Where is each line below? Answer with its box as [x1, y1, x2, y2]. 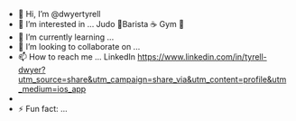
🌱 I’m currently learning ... [17, 32, 115, 42]
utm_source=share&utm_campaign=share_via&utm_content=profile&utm [17, 74, 287, 85]
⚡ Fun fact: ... [17, 104, 68, 114]
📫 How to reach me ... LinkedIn [17, 51, 136, 62]
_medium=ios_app [17, 84, 87, 94]
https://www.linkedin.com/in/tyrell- [137, 51, 268, 62]
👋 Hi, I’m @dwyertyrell [17, 9, 101, 19]
